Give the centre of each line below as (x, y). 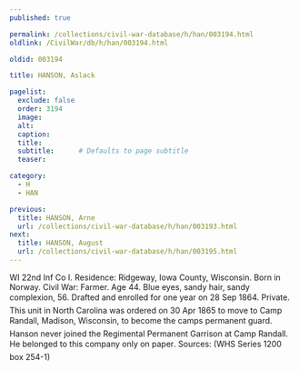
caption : (34, 134)
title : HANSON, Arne (56, 218)
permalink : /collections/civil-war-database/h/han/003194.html (132, 34)
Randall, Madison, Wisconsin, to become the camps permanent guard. (141, 320)
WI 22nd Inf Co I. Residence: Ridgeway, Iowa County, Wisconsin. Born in (145, 277)
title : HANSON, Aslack (52, 75)
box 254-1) (30, 356)
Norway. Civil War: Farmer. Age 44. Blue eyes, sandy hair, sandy (130, 286)
